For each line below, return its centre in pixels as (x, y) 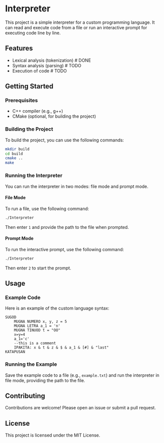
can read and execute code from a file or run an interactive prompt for (76, 27)
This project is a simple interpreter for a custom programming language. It (80, 22)
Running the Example (31, 364)
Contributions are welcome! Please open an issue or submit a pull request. (81, 408)
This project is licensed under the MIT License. (53, 435)
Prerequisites (21, 100)
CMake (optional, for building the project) (54, 116)
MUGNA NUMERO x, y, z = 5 (41, 322)
